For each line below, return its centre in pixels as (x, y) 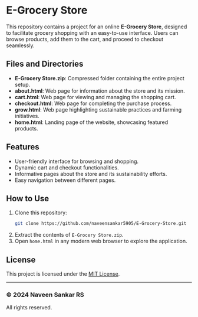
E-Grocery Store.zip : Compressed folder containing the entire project (99, 78)
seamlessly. (20, 45)
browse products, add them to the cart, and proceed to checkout (85, 39)
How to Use (28, 198)
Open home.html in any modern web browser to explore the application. (101, 241)
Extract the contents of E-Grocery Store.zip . (69, 235)
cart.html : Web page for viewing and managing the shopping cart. (95, 97)
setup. (22, 84)
